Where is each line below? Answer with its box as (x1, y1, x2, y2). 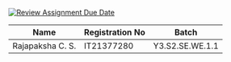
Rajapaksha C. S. (12, 40, 77, 52)
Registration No (83, 27, 145, 38)
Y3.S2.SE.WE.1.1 (153, 40, 220, 52)
